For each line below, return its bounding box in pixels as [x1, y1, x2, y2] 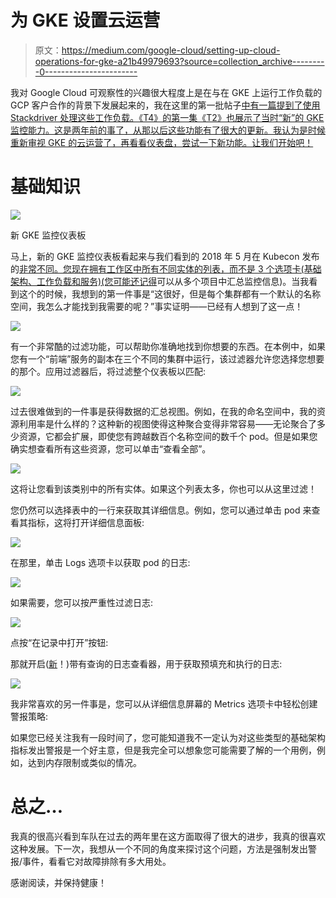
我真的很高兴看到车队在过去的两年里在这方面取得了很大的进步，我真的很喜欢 [10, 830, 326, 842]
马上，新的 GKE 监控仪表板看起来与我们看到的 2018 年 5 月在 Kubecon [10, 250, 300, 262]
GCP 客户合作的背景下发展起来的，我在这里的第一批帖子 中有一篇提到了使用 [10, 99, 321, 111]
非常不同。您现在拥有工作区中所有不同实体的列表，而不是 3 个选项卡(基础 [19, 262, 322, 275]
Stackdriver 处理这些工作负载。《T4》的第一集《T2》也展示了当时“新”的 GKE [10, 111, 325, 123]
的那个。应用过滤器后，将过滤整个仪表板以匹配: [10, 365, 207, 377]
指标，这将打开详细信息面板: [27, 516, 145, 528]
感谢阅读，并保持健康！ [10, 876, 107, 888]
